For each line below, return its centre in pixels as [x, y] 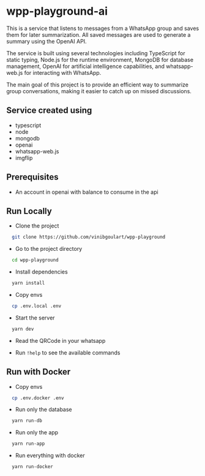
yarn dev [23, 329]
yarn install [28, 283]
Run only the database [43, 410]
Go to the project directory [49, 249]
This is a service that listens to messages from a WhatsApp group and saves [103, 28]
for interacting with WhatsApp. [63, 72]
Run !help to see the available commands [68, 352]
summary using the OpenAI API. [47, 41]
